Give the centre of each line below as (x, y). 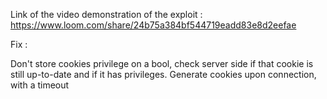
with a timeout (40, 85)
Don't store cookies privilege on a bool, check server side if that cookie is (162, 63)
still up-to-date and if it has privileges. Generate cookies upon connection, (163, 74)
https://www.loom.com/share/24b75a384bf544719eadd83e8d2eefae (153, 25)
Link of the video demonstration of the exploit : (106, 14)
